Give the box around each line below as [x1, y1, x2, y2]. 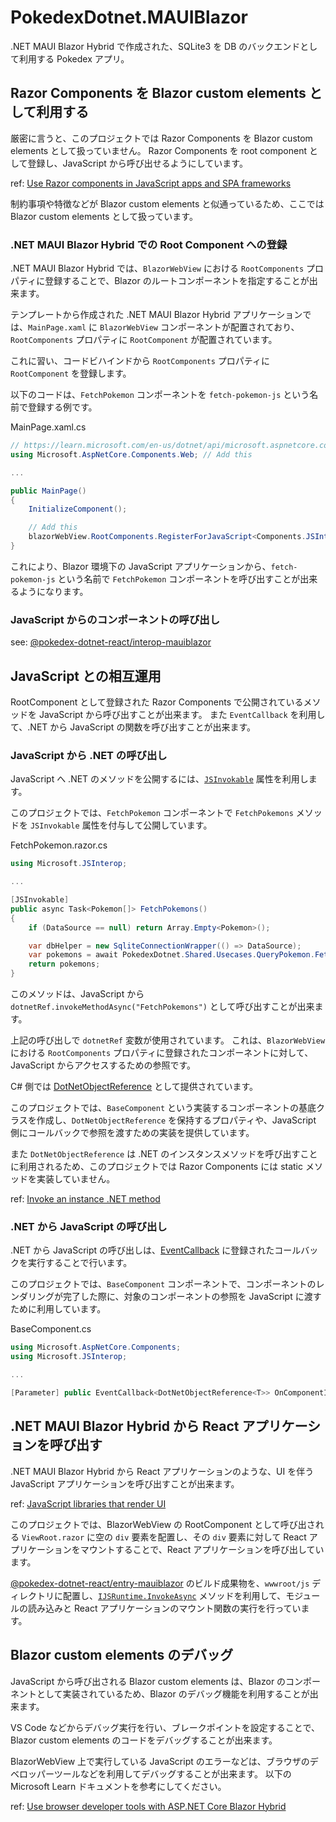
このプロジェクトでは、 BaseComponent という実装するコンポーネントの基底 [10, 1102, 317, 1114]
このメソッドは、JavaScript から [10, 988, 145, 1000]
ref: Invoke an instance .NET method [10, 1193, 161, 1205]
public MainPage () [10, 486, 87, 496]
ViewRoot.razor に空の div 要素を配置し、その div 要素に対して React [21, 1531, 307, 1543]
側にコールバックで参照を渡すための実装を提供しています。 [10, 1127, 255, 1139]
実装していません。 [36, 1173, 116, 1185]
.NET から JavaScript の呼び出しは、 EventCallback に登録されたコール [10, 1244, 302, 1256]
